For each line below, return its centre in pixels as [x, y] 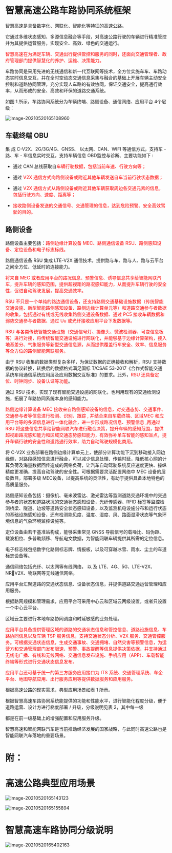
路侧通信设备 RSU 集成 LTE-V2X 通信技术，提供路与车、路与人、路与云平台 [84, 260]
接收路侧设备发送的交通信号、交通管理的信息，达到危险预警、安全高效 [87, 205]
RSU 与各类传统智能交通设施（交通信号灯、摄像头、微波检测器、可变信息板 [84, 331]
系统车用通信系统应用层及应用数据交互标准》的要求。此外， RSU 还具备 [80, 374]
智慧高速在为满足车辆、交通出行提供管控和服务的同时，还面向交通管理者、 [84, 54]
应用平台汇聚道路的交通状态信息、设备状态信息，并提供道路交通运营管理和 [84, 584]
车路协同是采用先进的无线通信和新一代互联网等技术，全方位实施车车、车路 [84, 71]
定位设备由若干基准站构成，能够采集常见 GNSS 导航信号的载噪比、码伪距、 [84, 532]
